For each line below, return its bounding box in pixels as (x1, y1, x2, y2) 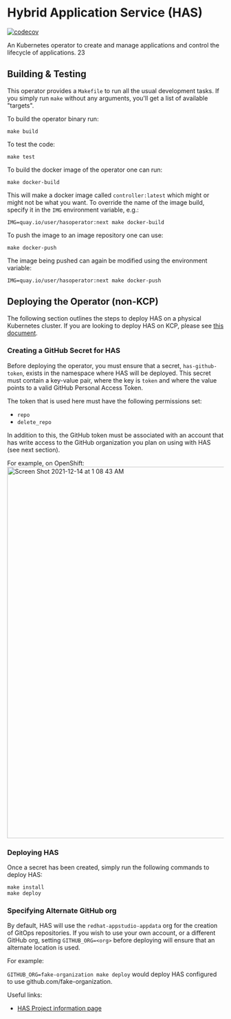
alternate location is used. (7, 943, 80, 952)
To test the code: (7, 140, 55, 148)
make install (7, 884, 45, 891)
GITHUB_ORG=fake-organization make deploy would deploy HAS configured (7, 970, 217, 978)
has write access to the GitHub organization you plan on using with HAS (7, 438, 211, 446)
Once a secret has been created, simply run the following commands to (7, 863, 210, 871)
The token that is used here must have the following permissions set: (7, 396, 202, 405)
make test (7, 153, 36, 160)
